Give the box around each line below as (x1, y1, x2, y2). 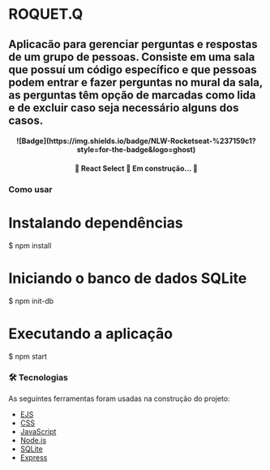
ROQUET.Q (8, 5, 84, 24)
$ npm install (8, 241, 52, 250)
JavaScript (19, 426, 57, 436)
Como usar (8, 184, 53, 195)
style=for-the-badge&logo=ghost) (76, 145, 196, 154)
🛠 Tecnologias (8, 372, 69, 383)
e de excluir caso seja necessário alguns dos (8, 101, 239, 115)
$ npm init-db (8, 296, 54, 306)
